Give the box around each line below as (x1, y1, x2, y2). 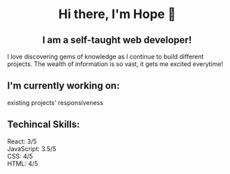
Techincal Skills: (7, 118, 80, 131)
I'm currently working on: (7, 80, 120, 92)
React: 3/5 (7, 137, 37, 145)
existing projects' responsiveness (7, 98, 104, 106)
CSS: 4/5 (7, 152, 33, 160)
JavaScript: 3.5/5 (7, 144, 57, 152)
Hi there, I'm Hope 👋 (58, 6, 176, 22)
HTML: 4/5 (7, 159, 38, 168)
